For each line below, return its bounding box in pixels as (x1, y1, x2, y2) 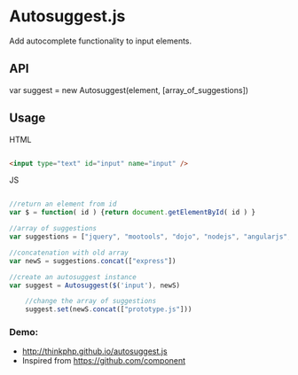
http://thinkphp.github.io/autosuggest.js (21, 346, 168, 356)
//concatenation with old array (9, 248, 129, 257)
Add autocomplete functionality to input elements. (9, 35, 192, 46)
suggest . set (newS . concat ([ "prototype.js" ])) (25, 305, 192, 314)
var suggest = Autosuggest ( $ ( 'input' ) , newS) (9, 281, 180, 290)
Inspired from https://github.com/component (21, 355, 186, 366)
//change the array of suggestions (25, 297, 157, 306)
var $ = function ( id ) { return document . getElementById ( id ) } (9, 208, 255, 217)
